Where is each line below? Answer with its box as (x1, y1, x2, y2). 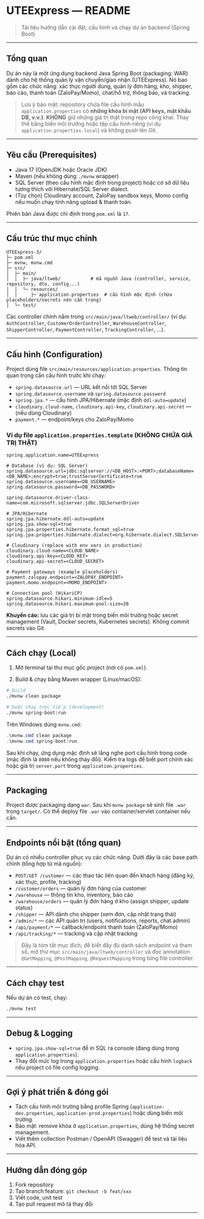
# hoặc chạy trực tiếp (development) (6, 704, 104, 710)
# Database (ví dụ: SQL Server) (6, 463, 88, 469)
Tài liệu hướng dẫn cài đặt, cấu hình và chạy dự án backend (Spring (21, 24, 190, 31)
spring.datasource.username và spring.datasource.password (15, 390, 166, 398)
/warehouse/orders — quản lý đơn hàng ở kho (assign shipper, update (15, 898, 189, 905)
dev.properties (15, 1110, 54, 1117)
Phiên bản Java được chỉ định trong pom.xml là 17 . (6, 210, 131, 217)
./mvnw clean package (6, 693, 61, 699)
